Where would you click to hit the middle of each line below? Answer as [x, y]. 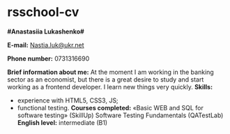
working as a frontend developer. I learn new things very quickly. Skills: [110, 87]
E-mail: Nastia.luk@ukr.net [46, 45]
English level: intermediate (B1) [62, 122]
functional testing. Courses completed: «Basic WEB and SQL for [110, 107]
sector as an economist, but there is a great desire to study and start [106, 79]
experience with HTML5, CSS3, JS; [68, 100]
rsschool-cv [43, 12]
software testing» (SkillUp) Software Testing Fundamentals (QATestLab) [120, 115]
